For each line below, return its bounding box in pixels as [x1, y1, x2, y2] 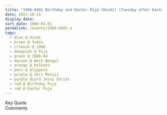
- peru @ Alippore [9, 68, 48, 73]
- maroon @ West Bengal [9, 58, 59, 63]
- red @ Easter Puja [9, 86, 52, 91]
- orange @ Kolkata [9, 63, 50, 68]
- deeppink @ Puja [9, 49, 48, 54]
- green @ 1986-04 [9, 53, 48, 59]
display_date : [5, 16, 35, 21]
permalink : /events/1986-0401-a [5, 26, 72, 31]
